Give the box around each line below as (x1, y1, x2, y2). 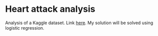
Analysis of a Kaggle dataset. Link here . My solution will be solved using (5, 20, 154, 26)
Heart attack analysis (5, 3, 96, 15)
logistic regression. (5, 25, 44, 31)
